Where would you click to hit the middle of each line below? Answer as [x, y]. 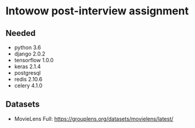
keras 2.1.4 [27, 66]
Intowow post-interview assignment [97, 11]
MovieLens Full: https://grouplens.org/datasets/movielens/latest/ [94, 118]
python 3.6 [27, 47]
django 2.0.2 [30, 54]
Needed [21, 33]
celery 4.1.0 [28, 86]
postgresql [27, 73]
